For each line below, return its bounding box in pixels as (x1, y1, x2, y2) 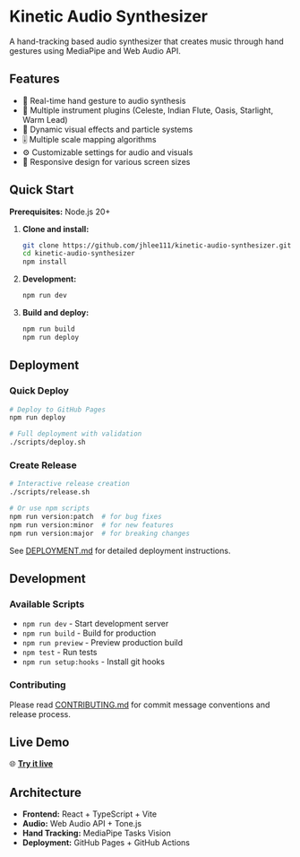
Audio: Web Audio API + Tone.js (21, 818, 141, 829)
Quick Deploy (9, 385, 70, 397)
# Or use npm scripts (9, 504, 90, 513)
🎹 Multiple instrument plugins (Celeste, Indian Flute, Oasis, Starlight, (21, 105, 274, 116)
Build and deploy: (21, 307, 90, 318)
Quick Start (9, 182, 74, 198)
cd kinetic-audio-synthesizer (21, 249, 136, 258)
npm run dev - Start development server (21, 619, 169, 629)
